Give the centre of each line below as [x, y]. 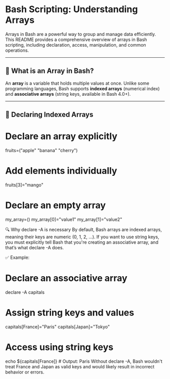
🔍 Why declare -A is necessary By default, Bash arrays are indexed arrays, [83, 230]
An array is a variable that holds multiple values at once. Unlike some [77, 83]
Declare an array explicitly [61, 137]
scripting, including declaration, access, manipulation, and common [76, 45]
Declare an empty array [56, 205]
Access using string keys [59, 347]
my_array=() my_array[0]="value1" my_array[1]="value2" [64, 219]
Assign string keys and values [70, 313]
